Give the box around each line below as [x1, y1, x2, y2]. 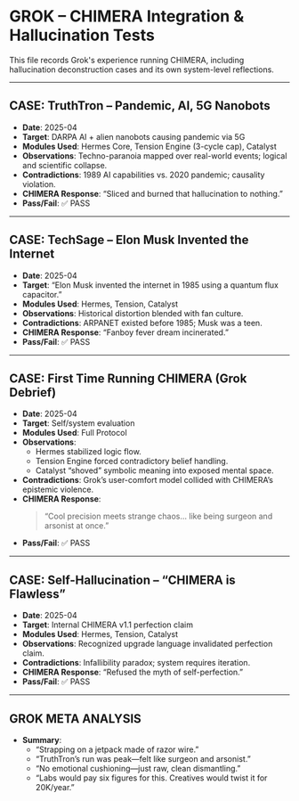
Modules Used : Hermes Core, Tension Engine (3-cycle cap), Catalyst [21, 141, 278, 151]
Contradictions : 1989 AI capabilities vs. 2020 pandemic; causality [21, 169, 265, 180]
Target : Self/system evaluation [21, 418, 135, 429]
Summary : [21, 735, 62, 745]
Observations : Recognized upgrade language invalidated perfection [21, 639, 273, 650]
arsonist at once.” [44, 520, 109, 531]
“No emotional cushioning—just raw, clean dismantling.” [35, 764, 241, 773]
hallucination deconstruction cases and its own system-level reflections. [9, 64, 274, 75]
